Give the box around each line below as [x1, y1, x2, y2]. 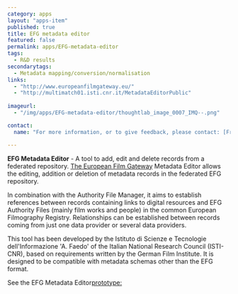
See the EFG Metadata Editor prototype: [7, 278, 123, 287]
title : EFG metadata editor [7, 30, 91, 38]
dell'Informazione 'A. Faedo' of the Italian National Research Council [7, 242, 206, 250]
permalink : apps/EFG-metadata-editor [7, 43, 119, 50]
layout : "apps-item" [7, 17, 69, 24]
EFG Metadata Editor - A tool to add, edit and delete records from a [7, 154, 205, 163]
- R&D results [13, 57, 55, 64]
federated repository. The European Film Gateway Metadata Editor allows [7, 162, 221, 170]
